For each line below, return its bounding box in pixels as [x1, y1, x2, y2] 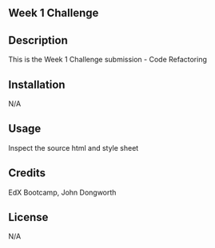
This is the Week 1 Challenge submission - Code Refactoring [8, 55, 208, 65]
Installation [8, 77, 66, 91]
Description [8, 33, 68, 47]
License [8, 211, 49, 224]
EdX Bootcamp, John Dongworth [8, 187, 117, 197]
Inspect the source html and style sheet [8, 143, 139, 152]
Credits [8, 167, 46, 180]
